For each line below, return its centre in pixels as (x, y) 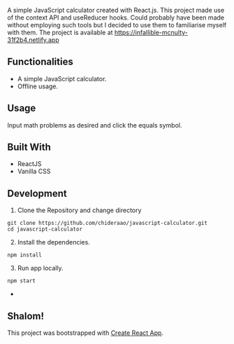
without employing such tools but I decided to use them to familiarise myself (117, 25)
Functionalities (40, 62)
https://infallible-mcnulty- (151, 32)
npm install (24, 255)
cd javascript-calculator (45, 229)
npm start (22, 281)
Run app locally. (41, 268)
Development (37, 193)
